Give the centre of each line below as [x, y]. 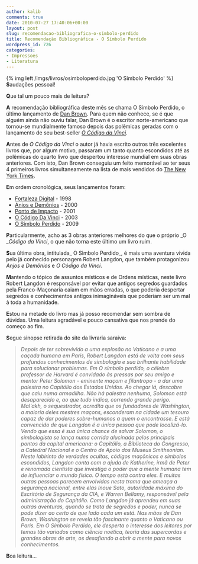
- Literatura [22, 61]
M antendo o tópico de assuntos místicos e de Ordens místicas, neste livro [96, 277]
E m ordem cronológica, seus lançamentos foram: [66, 187]
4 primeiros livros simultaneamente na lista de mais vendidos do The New [96, 169]
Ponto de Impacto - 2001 [45, 211]
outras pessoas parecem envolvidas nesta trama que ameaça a [99, 481]
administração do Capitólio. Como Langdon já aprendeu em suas [100, 500]
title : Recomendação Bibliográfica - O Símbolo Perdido [76, 39]
